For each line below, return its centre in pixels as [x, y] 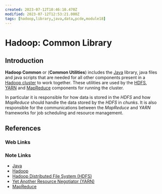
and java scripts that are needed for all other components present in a [75, 78]
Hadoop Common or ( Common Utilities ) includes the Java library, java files [81, 72]
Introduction [24, 61]
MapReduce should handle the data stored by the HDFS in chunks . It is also [81, 102]
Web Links [18, 142]
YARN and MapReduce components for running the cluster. [65, 88]
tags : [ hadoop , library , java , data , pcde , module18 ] [55, 19]
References [23, 128]
